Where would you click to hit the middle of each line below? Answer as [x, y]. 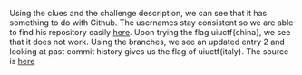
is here [22, 61]
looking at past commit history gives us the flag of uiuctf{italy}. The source [149, 52]
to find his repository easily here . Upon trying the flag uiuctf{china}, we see [150, 32]
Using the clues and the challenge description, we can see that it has [138, 13]
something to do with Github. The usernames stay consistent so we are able [151, 23]
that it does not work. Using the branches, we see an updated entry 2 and [147, 42]
